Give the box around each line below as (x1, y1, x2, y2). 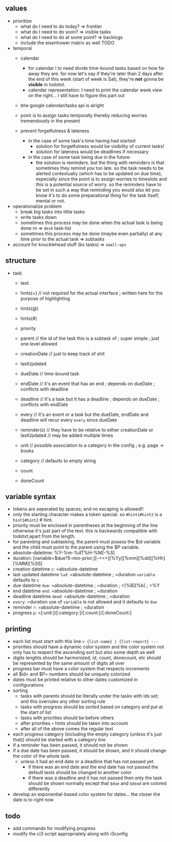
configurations (12, 682, 44, 688)
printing (5, 625, 32, 633)
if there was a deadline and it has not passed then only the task (28, 775, 162, 781)
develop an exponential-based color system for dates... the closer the (12, 791, 161, 797)
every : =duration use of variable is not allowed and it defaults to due (12, 599, 158, 605)
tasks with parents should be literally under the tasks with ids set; (20, 693, 159, 699)
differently (28, 786, 50, 792)
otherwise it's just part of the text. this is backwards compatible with (12, 528, 158, 534)
